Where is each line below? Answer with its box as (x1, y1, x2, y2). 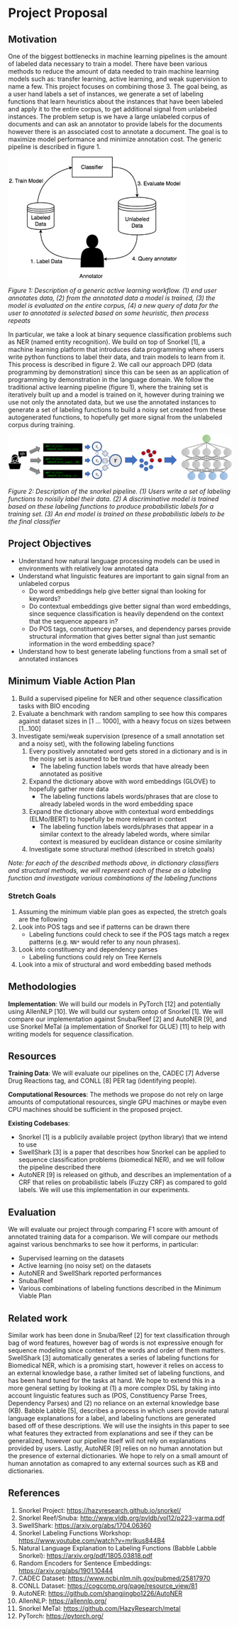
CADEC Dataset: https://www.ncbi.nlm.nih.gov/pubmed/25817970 (18, 1574, 211, 1582)
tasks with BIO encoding (18, 701, 90, 710)
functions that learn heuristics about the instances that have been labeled (8, 97, 223, 106)
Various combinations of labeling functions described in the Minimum (18, 1284, 222, 1293)
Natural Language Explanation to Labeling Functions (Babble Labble (18, 1543, 217, 1552)
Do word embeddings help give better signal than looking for (28, 587, 206, 595)
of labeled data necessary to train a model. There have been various (8, 60, 208, 68)
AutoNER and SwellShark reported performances (18, 1269, 162, 1278)
